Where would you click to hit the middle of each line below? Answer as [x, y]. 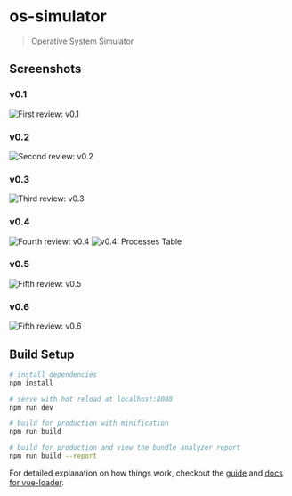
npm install [31, 383]
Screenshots [45, 69]
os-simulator [58, 16]
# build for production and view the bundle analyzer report [125, 448]
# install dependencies [53, 374]
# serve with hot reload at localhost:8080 [91, 399]
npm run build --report [53, 456]
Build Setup [42, 354]
